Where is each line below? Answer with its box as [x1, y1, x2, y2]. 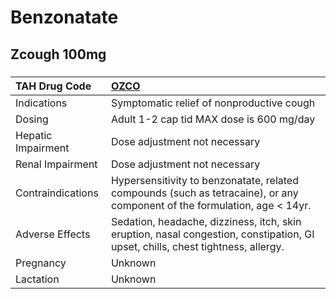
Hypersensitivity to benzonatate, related [110, 173, 299, 187]
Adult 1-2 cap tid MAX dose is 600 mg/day [110, 112, 316, 126]
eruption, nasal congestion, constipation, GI [110, 227, 315, 241]
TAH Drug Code [15, 79, 92, 93]
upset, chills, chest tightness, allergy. [110, 239, 285, 253]
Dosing [15, 112, 49, 126]
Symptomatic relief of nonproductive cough [110, 96, 316, 110]
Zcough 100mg [10, 46, 107, 63]
